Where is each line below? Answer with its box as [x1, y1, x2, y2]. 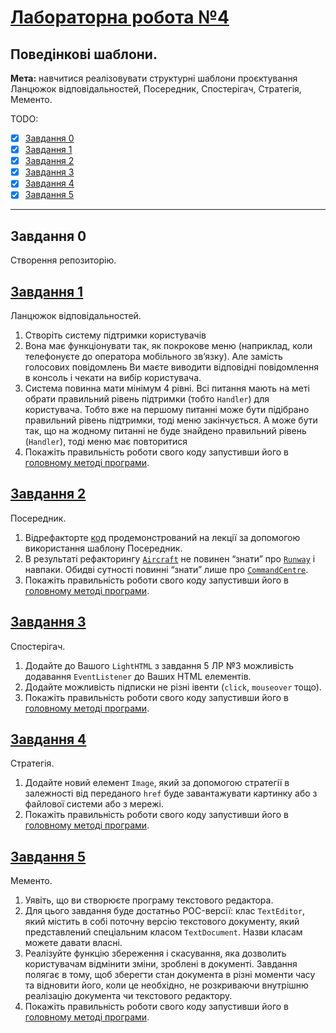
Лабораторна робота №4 [10, 6, 230, 29]
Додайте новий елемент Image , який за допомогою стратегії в [24, 777, 290, 789]
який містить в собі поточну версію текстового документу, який [24, 916, 300, 928]
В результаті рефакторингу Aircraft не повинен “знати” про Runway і [24, 552, 316, 565]
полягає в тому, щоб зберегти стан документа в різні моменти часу [24, 969, 316, 981]
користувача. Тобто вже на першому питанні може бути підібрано [24, 404, 310, 415]
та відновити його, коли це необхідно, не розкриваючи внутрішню [24, 979, 309, 991]
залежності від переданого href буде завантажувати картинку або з [24, 787, 318, 800]
